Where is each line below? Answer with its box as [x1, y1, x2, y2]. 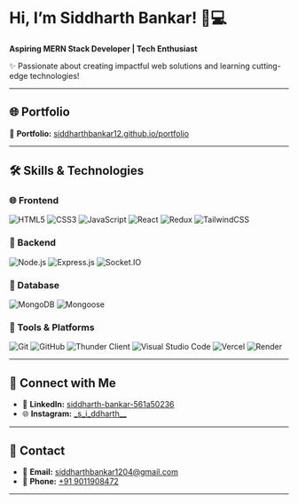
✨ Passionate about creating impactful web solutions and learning [9, 60, 250, 71]
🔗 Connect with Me [9, 375, 117, 390]
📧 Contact [9, 443, 66, 458]
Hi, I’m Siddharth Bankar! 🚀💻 [9, 8, 228, 28]
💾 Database [9, 279, 60, 291]
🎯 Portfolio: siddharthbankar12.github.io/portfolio [9, 128, 189, 138]
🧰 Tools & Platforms [9, 321, 95, 334]
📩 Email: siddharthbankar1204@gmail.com [21, 466, 179, 476]
